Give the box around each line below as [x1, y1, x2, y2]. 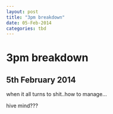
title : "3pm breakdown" [6, 14, 65, 20]
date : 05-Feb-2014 [6, 20, 52, 26]
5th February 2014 [6, 75, 76, 85]
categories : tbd [6, 25, 46, 32]
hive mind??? [6, 102, 39, 109]
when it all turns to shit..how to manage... [6, 91, 107, 98]
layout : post [6, 8, 39, 15]
